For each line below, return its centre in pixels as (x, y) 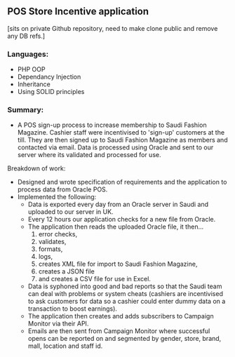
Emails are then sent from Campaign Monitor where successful (119, 331)
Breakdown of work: (36, 168)
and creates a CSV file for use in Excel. (94, 279)
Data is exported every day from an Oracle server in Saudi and (118, 204)
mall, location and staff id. (65, 346)
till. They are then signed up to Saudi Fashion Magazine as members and (122, 140)
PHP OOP (31, 69)
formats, (51, 249)
